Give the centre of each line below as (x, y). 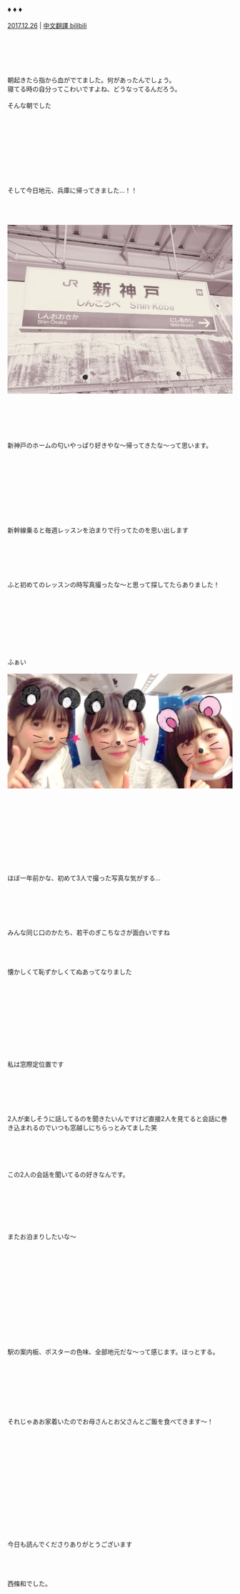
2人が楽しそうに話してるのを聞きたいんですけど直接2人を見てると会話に (114, 1118)
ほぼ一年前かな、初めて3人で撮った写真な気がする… (84, 878)
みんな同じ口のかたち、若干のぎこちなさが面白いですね (89, 932)
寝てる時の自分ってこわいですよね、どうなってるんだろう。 (94, 89)
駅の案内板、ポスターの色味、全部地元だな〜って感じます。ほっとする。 (113, 1352)
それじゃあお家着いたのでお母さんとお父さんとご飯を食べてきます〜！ (111, 1421)
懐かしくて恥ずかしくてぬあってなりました (70, 972)
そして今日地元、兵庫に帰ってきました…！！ (72, 191)
